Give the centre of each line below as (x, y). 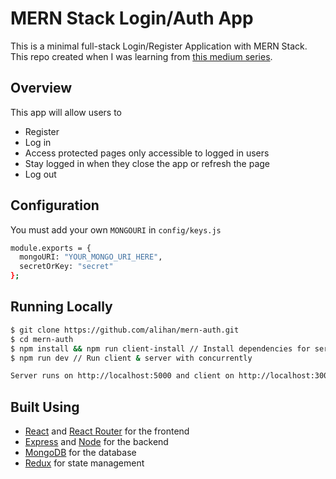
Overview (41, 88)
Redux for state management (84, 463)
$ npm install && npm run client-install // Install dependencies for (160, 348)
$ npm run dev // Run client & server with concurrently (131, 358)
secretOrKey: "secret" (66, 267)
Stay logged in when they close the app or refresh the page (147, 163)
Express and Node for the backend (96, 442)
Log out (40, 174)
